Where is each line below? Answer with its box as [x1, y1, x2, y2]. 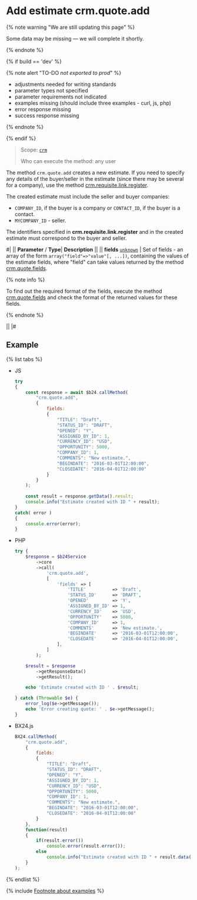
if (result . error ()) [36, 838, 84, 843]
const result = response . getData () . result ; [25, 494, 134, 499]
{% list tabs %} [6, 355, 43, 363]
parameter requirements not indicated [14, 93, 107, 100]
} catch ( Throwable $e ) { [14, 695, 78, 702]
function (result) [25, 826, 68, 833]
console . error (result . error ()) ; [46, 843, 126, 849]
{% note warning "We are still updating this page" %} [6, 24, 135, 31]
